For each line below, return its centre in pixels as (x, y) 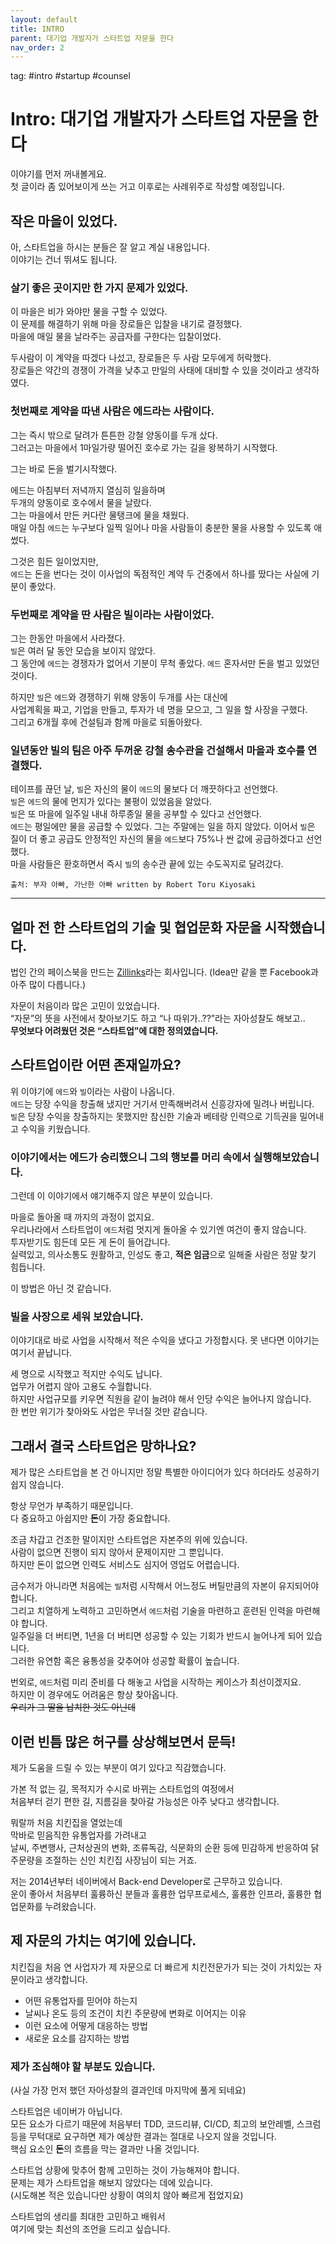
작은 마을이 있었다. (64, 221)
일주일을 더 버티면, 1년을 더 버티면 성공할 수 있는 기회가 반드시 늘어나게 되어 (157, 1636)
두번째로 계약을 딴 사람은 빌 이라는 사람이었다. (112, 614)
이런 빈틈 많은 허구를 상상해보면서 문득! (123, 1741)
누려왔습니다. (70, 1907)
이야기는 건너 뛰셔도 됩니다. (64, 259)
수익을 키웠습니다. (55, 1128)
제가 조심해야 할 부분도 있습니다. (83, 2066)
